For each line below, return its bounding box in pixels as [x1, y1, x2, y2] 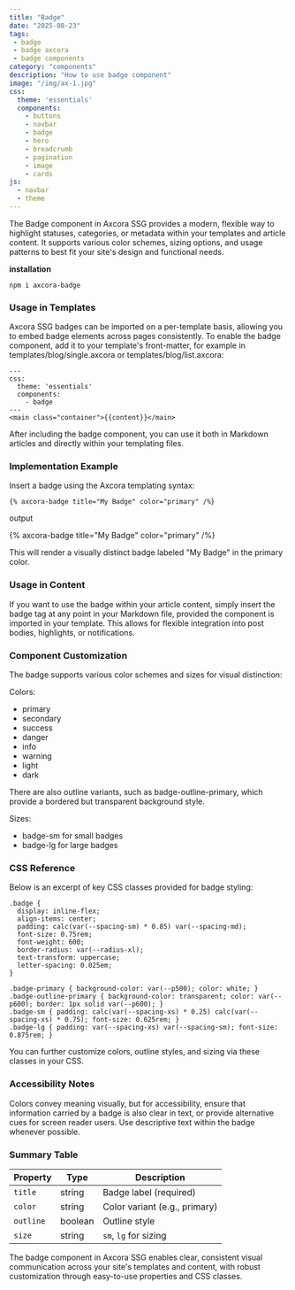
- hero [25, 136, 49, 145]
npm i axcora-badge [9, 281, 81, 290]
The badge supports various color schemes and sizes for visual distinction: [9, 669, 283, 680]
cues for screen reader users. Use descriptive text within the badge [9, 1116, 255, 1127]
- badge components [12, 54, 86, 63]
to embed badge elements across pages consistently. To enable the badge [9, 331, 281, 342]
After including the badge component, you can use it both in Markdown [9, 429, 269, 439]
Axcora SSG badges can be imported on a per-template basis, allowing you [9, 321, 284, 332]
